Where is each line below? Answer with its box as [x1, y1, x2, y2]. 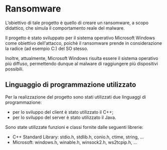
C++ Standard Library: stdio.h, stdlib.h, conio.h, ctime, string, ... [12, 134, 144, 140]
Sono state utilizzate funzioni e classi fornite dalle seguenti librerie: [5, 124, 144, 130]
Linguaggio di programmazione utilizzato [5, 81, 136, 89]
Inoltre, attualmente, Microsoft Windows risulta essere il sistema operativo [5, 55, 158, 61]
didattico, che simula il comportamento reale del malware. [5, 25, 125, 31]
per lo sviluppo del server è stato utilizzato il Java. [12, 114, 116, 120]
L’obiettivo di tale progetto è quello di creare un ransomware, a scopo [5, 20, 149, 26]
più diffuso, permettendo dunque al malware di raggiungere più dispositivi [5, 60, 158, 66]
